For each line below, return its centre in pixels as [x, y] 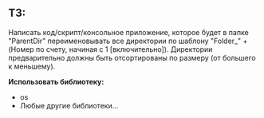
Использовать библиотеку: [56, 81]
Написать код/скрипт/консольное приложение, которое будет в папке [128, 32]
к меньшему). [32, 66]
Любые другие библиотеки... [69, 105]
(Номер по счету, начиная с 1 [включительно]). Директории [110, 49]
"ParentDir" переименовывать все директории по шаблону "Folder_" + [128, 41]
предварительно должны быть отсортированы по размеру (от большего [132, 57]
